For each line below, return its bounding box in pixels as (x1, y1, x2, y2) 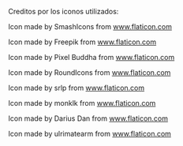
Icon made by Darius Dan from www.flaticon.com (8, 114, 168, 123)
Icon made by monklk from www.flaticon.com (8, 99, 156, 107)
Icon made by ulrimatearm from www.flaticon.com (8, 129, 172, 138)
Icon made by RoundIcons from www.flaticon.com (8, 68, 171, 77)
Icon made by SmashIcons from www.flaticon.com (8, 22, 172, 31)
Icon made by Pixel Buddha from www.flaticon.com (8, 53, 175, 62)
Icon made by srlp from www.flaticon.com (8, 83, 144, 92)
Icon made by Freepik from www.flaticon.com (8, 37, 157, 47)
